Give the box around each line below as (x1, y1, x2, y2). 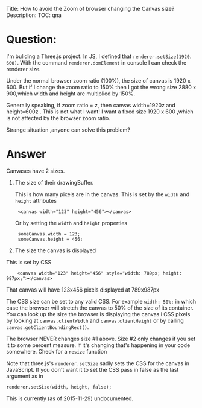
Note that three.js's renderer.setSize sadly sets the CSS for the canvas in (6, 359, 190, 367)
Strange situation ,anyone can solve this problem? (6, 126, 131, 133)
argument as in (6, 372, 43, 380)
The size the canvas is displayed (14, 247, 96, 254)
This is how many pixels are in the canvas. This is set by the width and (14, 190, 190, 198)
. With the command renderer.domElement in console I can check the (17, 59, 187, 66)
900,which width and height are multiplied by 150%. (6, 90, 136, 97)
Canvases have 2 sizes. (6, 167, 65, 174)
